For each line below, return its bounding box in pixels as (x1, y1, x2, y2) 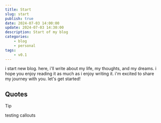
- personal (14, 43, 36, 48)
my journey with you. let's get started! (5, 76, 81, 82)
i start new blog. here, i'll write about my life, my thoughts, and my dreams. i (5, 66, 157, 71)
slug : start (5, 12, 29, 17)
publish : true (5, 16, 34, 21)
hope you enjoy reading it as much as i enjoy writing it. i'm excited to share (5, 71, 154, 77)
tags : (5, 48, 16, 53)
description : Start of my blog (5, 30, 68, 35)
